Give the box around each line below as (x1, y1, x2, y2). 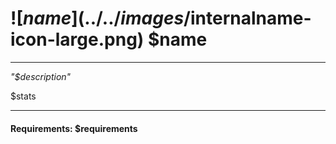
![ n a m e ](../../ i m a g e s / (10, 7, 191, 30)
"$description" (10, 70, 72, 82)
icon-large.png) (10, 28, 145, 51)
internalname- (189, 7, 312, 30)
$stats (10, 90, 37, 102)
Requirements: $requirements (10, 122, 138, 134)
